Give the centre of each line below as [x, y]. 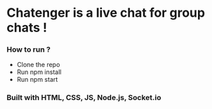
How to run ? [28, 50]
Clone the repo [38, 65]
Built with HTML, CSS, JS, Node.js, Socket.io [84, 98]
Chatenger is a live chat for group [106, 13]
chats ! [27, 28]
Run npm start [37, 80]
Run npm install [39, 72]
